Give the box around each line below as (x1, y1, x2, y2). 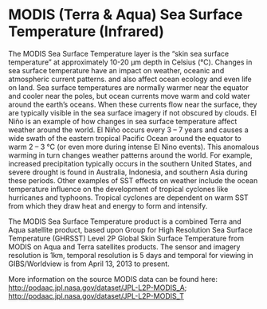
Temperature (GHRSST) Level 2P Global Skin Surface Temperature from (8, 233, 245, 243)
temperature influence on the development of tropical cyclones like (8, 184, 229, 194)
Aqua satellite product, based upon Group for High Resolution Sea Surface (8, 225, 253, 234)
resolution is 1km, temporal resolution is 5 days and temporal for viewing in (8, 250, 253, 260)
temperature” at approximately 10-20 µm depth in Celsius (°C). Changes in (8, 57, 253, 67)
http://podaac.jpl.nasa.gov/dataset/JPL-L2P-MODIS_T (8, 291, 185, 300)
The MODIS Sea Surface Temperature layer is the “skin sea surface (8, 49, 230, 58)
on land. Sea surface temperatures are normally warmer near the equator (8, 82, 249, 92)
